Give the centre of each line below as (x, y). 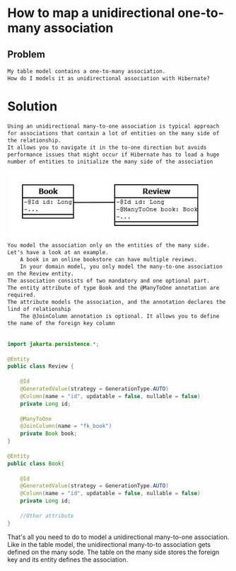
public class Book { (36, 463)
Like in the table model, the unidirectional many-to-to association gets (109, 544)
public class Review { (41, 366)
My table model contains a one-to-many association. (87, 72)
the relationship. (34, 140)
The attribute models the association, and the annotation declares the (117, 302)
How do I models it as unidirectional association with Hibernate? (109, 79)
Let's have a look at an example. (58, 252)
